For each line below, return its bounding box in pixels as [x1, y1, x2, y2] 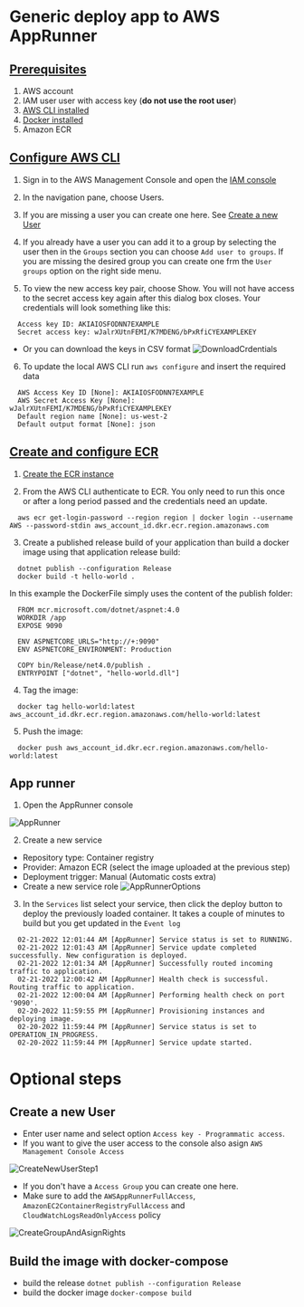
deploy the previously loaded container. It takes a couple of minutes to [22, 908, 285, 920]
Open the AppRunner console [22, 799, 134, 811]
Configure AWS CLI [9, 150, 120, 166]
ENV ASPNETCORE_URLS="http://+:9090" [17, 636, 160, 646]
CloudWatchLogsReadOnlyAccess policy [22, 1210, 161, 1221]
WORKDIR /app [17, 613, 67, 622]
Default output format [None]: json [17, 419, 156, 429]
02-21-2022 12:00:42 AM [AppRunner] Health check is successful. [17, 975, 270, 984]
